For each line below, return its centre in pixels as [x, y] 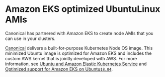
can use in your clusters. [30, 38]
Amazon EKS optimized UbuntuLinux [83, 9]
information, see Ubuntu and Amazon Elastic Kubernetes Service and [76, 64]
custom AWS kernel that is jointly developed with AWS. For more [71, 58]
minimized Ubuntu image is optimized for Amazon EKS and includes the [79, 53]
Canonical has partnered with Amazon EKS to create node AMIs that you [79, 33]
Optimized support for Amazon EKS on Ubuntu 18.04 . [59, 69]
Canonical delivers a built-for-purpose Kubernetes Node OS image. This [79, 48]
